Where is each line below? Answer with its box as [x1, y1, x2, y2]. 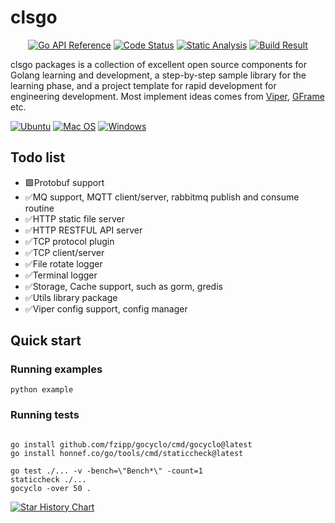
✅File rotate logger [24, 257, 103, 270]
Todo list [10, 149, 66, 166]
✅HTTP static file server [24, 212, 125, 225]
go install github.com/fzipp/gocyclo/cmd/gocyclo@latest [10, 439, 253, 450]
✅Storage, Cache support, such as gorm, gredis [24, 280, 223, 292]
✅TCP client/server [24, 246, 105, 258]
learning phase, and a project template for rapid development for [10, 79, 277, 91]
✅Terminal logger [24, 269, 98, 281]
